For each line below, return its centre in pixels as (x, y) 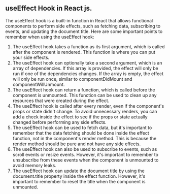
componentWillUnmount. (39, 84)
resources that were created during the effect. (61, 101)
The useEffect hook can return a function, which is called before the (84, 90)
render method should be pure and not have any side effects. (77, 144)
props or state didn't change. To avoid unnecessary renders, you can (85, 111)
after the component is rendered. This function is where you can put (84, 52)
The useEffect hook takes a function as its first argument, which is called (89, 46)
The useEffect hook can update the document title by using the (78, 171)
